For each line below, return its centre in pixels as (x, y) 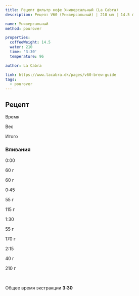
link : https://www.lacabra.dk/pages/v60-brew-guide (61, 75)
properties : (18, 38)
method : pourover (24, 28)
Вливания (18, 149)
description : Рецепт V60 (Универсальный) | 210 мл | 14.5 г (70, 15)
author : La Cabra (24, 66)
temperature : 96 (27, 56)
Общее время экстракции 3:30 (39, 288)
